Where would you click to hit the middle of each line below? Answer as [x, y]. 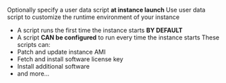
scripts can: [34, 45]
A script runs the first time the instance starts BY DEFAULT [100, 30]
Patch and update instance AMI [61, 52]
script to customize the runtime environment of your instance [93, 17]
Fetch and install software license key [70, 59]
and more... [33, 73]
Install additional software [53, 66]
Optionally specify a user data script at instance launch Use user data [106, 10]
